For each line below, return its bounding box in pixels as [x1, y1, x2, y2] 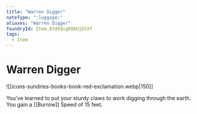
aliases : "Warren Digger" [6, 20, 71, 26]
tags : [6, 31, 20, 37]
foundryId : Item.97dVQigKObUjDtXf [6, 25, 93, 32]
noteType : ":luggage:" [6, 14, 63, 21]
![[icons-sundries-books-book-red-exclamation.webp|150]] [6, 83, 153, 90]
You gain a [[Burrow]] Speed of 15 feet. [6, 101, 103, 108]
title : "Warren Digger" [6, 8, 66, 15]
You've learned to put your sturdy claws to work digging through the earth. [6, 94, 192, 101]
